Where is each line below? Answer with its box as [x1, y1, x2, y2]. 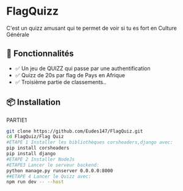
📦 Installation [6, 97, 61, 108]
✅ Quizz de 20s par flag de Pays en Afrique [15, 71, 125, 78]
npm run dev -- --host [6, 179, 64, 185]
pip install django [6, 151, 56, 157]
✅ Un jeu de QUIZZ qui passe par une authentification [15, 64, 151, 72]
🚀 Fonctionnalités [6, 49, 74, 59]
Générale [6, 30, 29, 38]
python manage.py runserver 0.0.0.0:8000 [6, 167, 113, 174]
